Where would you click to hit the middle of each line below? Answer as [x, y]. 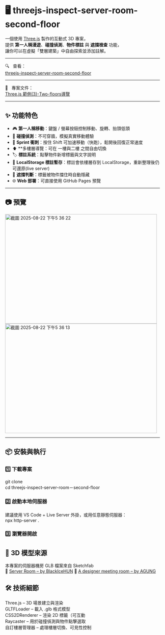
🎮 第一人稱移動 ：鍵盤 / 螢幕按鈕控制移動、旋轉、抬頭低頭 [71, 128]
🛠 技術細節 [22, 588]
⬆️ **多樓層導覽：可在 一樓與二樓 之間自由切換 [59, 148]
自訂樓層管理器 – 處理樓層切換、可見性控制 [48, 628]
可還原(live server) [31, 168]
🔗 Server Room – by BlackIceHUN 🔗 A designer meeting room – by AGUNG [81, 571]
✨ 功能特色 [22, 115]
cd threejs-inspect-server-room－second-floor [53, 488]
